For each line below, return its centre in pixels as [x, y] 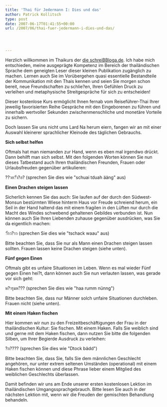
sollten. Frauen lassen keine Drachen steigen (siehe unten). [66, 249]
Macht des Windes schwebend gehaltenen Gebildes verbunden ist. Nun [79, 213]
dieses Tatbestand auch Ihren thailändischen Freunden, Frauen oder [75, 162]
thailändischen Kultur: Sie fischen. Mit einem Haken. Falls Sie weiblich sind [82, 328]
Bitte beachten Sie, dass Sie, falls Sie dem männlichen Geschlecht [73, 359]
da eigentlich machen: [28, 224]
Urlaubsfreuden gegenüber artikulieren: [46, 168]
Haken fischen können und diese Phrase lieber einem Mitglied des [73, 369]
